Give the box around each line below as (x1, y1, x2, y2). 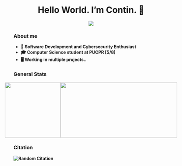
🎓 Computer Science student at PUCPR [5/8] (20, 49, 116, 55)
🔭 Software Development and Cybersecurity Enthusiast (20, 44, 136, 50)
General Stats (13, 71, 47, 78)
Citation (13, 144, 33, 151)
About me (13, 32, 38, 39)
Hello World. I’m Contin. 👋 (37, 4, 145, 16)
